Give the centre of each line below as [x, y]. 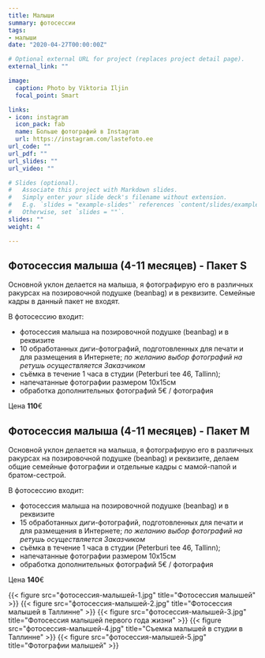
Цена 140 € [26, 580]
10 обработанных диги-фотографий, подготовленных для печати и [132, 349]
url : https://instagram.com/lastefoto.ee [84, 139]
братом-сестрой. [37, 476]
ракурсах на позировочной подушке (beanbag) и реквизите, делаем [123, 458]
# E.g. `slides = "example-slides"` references [91, 205]
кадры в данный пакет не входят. [64, 302]
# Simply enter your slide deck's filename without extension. [118, 197]
